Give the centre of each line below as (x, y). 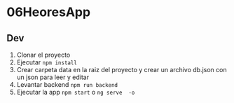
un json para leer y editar (53, 77)
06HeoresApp (49, 12)
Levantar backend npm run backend (67, 84)
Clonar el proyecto (43, 55)
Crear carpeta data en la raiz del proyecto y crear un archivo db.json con (122, 70)
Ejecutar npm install (47, 62)
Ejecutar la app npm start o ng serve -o (76, 92)
